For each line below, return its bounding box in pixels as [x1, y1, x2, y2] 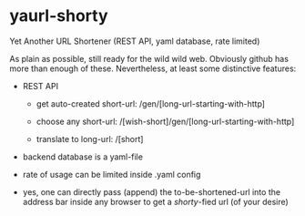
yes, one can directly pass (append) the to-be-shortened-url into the [22, 186, 280, 197]
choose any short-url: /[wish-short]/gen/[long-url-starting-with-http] [36, 116, 295, 127]
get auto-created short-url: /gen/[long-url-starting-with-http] [36, 98, 266, 109]
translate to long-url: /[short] [36, 133, 144, 144]
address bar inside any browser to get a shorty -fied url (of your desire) [22, 196, 289, 207]
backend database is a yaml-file [22, 151, 144, 162]
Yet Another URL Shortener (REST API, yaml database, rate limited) [9, 36, 260, 46]
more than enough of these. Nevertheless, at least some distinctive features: [9, 63, 297, 74]
